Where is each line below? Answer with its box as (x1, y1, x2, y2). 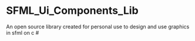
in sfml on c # (6, 29, 39, 36)
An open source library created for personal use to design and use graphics (6, 23, 190, 30)
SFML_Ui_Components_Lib (6, 4, 139, 17)
